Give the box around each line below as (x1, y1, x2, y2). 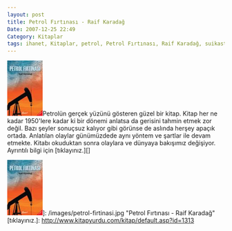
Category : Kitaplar (7, 33, 64, 40)
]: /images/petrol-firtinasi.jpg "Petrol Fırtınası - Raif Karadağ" (42, 209, 215, 217)
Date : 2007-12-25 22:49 (7, 26, 76, 33)
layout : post (7, 11, 45, 18)
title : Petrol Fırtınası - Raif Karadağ (7, 18, 126, 26)
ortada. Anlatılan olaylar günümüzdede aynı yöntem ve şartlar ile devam (7, 131, 211, 140)
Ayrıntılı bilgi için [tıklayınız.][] (7, 146, 91, 155)
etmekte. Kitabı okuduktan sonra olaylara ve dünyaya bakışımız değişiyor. (7, 139, 216, 147)
